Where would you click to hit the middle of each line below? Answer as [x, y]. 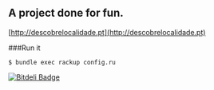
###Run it [25, 48]
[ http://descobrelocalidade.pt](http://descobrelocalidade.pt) [107, 32]
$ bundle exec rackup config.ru [62, 62]
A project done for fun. [66, 13]
